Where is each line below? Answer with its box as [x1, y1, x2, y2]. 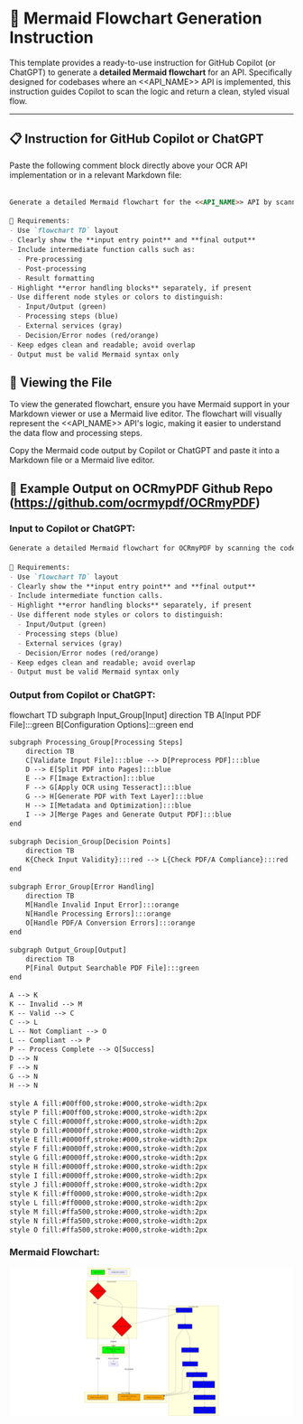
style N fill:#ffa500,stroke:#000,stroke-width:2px [9, 1216, 207, 1225]
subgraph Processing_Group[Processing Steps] [9, 738, 183, 747]
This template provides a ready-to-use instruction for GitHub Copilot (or [9, 57, 276, 68]
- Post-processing [17, 264, 87, 274]
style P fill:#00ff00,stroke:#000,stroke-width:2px [9, 1108, 207, 1117]
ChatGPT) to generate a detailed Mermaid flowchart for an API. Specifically [9, 67, 293, 78]
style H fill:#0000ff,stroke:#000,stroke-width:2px [9, 1162, 207, 1171]
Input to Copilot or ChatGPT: [9, 522, 136, 535]
